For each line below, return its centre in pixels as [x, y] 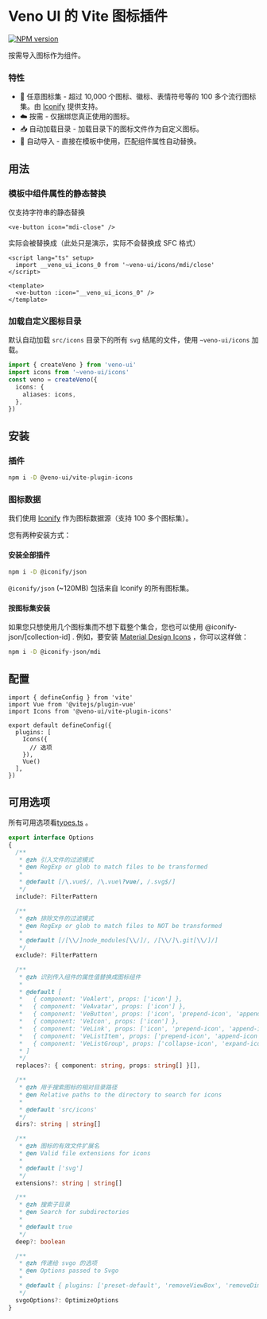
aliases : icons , [50, 394]
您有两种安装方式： [40, 535]
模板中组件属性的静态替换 [57, 193]
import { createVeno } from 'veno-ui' [72, 365]
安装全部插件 [29, 555]
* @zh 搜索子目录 [44, 1205]
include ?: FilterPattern [56, 896]
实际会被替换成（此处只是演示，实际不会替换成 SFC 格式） [104, 242]
